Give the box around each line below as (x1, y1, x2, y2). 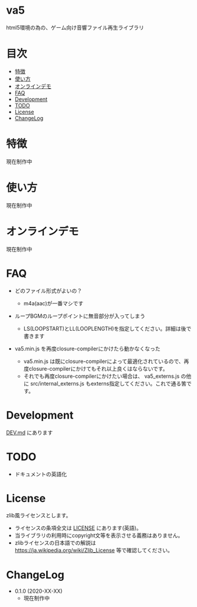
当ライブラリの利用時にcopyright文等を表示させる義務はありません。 (14, 532, 183, 539)
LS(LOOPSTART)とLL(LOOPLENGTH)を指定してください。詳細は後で (23, 325, 192, 332)
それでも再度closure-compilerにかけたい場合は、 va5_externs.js (23, 372, 180, 380)
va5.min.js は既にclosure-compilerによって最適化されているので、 (23, 358, 185, 365)
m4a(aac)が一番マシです (23, 299, 84, 306)
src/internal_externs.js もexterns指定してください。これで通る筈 (30, 380, 187, 387)
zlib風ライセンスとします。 (6, 512, 72, 519)
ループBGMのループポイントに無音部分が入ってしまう (14, 312, 146, 320)
